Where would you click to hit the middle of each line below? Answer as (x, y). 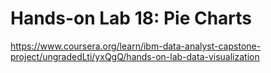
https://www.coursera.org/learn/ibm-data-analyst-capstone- (136, 46)
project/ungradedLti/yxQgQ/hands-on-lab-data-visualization (135, 56)
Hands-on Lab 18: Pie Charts (131, 18)
